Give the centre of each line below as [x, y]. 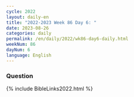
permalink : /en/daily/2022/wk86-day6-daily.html [67, 39]
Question [20, 76]
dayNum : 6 [18, 50]
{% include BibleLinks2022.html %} [50, 88]
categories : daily [29, 34]
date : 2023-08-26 [28, 28]
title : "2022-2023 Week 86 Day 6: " [51, 22]
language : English [29, 55]
